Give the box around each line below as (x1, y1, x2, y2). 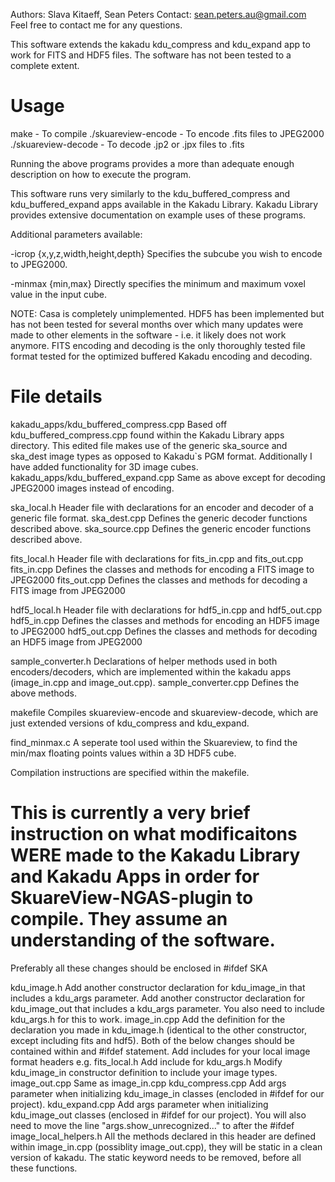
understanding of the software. (10, 929, 276, 952)
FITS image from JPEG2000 (10, 584, 126, 596)
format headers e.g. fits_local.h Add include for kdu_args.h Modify (10, 1055, 283, 1068)
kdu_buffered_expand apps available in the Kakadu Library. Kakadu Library (10, 198, 319, 210)
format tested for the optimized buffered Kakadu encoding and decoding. (10, 350, 313, 362)
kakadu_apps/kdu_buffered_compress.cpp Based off (10, 418, 228, 430)
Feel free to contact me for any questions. (10, 19, 183, 31)
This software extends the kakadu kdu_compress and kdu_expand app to (10, 39, 311, 50)
